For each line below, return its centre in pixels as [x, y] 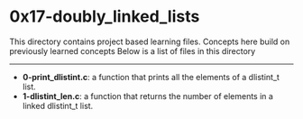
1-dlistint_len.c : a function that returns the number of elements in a [147, 96]
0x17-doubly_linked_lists [105, 17]
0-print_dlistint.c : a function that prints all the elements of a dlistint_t [151, 77]
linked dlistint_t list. [58, 105]
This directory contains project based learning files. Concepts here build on [150, 41]
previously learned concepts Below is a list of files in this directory [133, 50]
